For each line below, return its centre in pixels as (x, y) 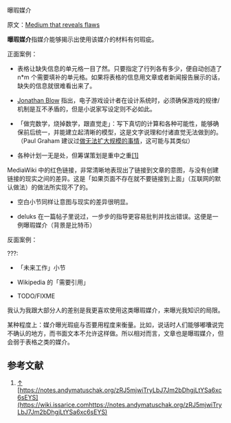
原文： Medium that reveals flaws (54, 25)
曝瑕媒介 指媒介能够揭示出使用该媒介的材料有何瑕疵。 (82, 39)
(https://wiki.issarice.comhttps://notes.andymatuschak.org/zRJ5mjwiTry (119, 404)
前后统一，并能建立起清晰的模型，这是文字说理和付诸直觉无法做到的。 (122, 132)
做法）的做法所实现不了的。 (52, 187)
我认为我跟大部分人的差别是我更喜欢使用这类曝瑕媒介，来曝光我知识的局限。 (115, 310)
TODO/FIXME (36, 296)
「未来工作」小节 (41, 268)
